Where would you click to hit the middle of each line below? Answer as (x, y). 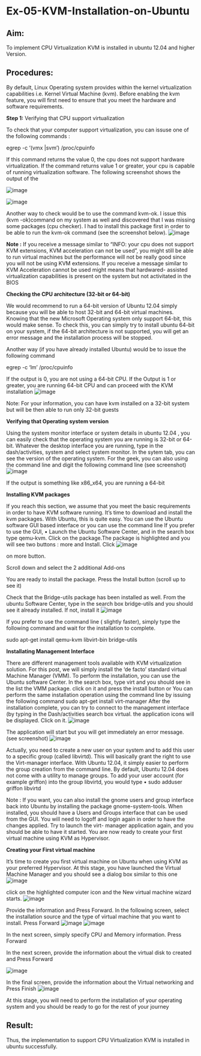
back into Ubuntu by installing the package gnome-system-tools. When (94, 806)
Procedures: (30, 73)
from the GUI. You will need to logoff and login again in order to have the (96, 819)
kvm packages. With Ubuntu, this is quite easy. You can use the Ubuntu (94, 519)
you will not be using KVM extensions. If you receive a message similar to (97, 263)
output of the (22, 178)
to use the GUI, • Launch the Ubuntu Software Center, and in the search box (100, 531)
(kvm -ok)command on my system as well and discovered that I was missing (101, 220)
